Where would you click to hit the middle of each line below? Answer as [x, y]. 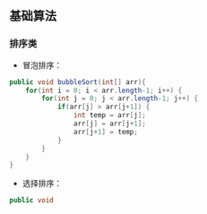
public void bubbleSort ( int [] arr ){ [78, 82]
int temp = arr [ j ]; [109, 116]
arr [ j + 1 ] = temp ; [106, 132]
